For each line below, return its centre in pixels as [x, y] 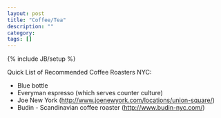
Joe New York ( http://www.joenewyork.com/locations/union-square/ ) [116, 100]
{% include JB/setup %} [41, 59]
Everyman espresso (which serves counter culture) [90, 93]
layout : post [26, 13]
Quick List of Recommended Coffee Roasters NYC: [79, 72]
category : [21, 33]
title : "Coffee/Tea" [37, 20]
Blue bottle [32, 86]
